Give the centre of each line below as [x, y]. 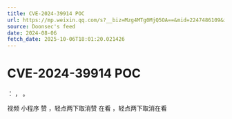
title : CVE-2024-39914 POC [46, 13]
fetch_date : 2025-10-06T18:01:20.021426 [66, 39]
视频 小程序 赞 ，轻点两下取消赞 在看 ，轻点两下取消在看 [87, 109]
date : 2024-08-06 [32, 33]
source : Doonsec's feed [41, 26]
